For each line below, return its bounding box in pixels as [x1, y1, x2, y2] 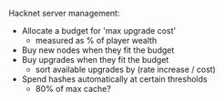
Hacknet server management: [8, 8, 120, 18]
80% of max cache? [35, 84, 111, 94]
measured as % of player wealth [35, 35, 158, 45]
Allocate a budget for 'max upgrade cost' [21, 25, 177, 35]
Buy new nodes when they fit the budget [21, 45, 175, 56]
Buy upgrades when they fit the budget [21, 55, 169, 65]
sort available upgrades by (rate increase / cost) [35, 64, 216, 75]
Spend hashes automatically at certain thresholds [21, 74, 208, 85]
